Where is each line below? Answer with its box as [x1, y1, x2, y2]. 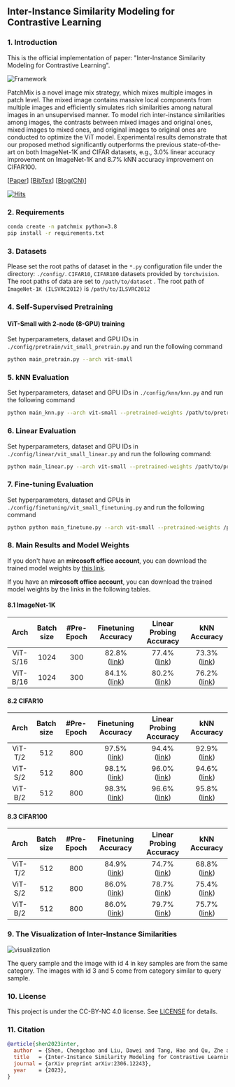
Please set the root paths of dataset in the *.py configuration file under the [7, 262, 222, 271]
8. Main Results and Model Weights [7, 540, 129, 550]
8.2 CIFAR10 [7, 697, 43, 705]
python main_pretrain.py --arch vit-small [7, 356, 133, 363]
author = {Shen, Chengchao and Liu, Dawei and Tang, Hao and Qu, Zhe [13, 1047, 224, 1054]
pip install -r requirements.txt [7, 229, 105, 237]
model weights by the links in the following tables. [7, 584, 151, 593]
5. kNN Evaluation [7, 372, 69, 382]
